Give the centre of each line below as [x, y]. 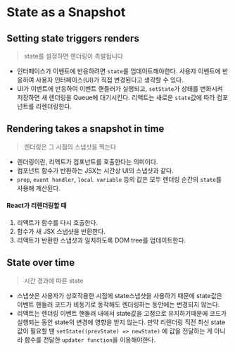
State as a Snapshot [66, 12]
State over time [41, 263]
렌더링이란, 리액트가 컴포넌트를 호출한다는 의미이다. [87, 161]
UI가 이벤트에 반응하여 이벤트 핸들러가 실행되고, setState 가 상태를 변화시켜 [120, 88]
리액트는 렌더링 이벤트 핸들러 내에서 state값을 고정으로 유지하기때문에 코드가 [121, 313]
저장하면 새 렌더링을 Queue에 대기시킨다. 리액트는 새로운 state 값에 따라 [116, 97]
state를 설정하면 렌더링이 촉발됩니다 [74, 56]
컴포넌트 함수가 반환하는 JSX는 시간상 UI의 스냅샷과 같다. [95, 171]
